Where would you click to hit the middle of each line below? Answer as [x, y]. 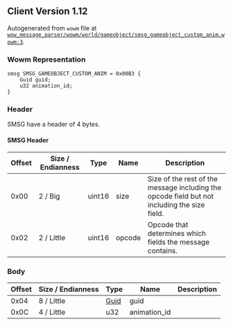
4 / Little [52, 312]
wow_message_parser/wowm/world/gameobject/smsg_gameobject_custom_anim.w [116, 35]
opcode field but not [181, 196]
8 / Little [52, 300]
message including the [185, 188]
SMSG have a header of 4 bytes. [54, 125]
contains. [163, 251]
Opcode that [168, 224]
